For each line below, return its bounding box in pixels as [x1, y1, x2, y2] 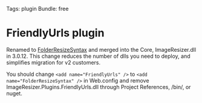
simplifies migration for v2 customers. [6, 58, 101, 66]
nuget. [6, 90, 22, 97]
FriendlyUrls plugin [6, 27, 105, 40]
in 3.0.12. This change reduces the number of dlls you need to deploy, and [6, 52, 191, 60]
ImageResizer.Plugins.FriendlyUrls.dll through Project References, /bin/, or [6, 83, 191, 90]
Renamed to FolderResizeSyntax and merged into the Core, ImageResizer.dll [6, 46, 197, 53]
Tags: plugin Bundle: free [6, 5, 69, 12]
